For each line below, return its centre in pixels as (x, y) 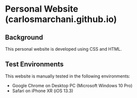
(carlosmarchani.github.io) (61, 19)
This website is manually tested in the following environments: (68, 76)
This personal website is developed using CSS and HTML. (64, 49)
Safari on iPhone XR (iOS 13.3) (43, 91)
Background (24, 37)
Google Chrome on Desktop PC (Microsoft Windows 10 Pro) (72, 85)
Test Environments (34, 64)
